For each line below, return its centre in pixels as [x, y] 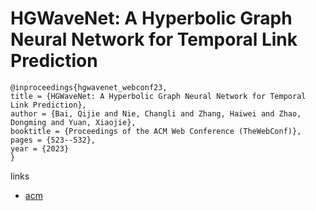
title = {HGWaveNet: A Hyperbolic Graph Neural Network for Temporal [158, 96]
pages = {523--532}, [53, 140]
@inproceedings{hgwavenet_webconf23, [89, 87]
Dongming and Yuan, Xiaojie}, [73, 122]
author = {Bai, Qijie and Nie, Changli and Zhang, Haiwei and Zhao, [156, 113]
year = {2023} [40, 148]
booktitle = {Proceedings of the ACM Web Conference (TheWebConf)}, [156, 131]
